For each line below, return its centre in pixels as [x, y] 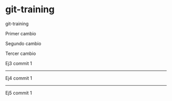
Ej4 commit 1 [19, 78]
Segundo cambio [23, 43]
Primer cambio [21, 33]
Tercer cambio [21, 53]
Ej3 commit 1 [19, 63]
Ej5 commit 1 [19, 93]
